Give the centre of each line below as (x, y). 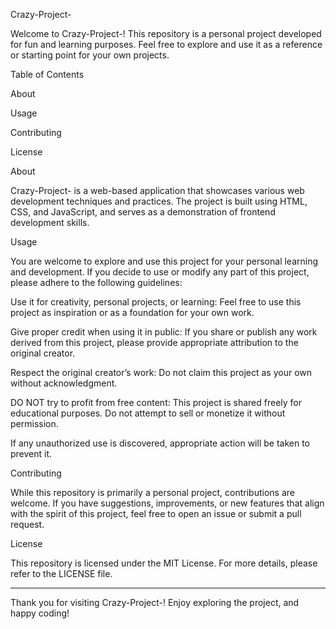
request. (27, 524)
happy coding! (40, 613)
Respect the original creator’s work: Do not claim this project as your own (161, 372)
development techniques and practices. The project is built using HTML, (159, 201)
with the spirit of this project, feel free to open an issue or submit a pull (156, 513)
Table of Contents (47, 74)
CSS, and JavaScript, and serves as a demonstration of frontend (143, 212)
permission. (34, 423)
